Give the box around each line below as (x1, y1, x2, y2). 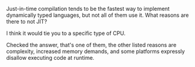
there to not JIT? (6, 18, 48, 25)
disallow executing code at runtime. (6, 54, 94, 61)
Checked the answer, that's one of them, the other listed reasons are (6, 42, 176, 48)
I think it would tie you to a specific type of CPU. (6, 30, 126, 37)
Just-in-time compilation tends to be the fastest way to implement (6, 5, 170, 12)
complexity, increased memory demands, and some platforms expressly (6, 48, 185, 55)
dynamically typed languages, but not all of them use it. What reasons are (6, 11, 189, 19)
